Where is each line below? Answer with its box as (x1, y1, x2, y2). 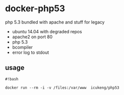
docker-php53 (5, 3, 65, 14)
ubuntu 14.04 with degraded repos (12, 28, 82, 34)
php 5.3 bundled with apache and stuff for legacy (5, 19, 105, 25)
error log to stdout (12, 49, 49, 55)
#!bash (5, 76, 19, 81)
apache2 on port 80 (12, 34, 53, 40)
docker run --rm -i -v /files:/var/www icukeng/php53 (5, 85, 120, 90)
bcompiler (12, 44, 33, 50)
